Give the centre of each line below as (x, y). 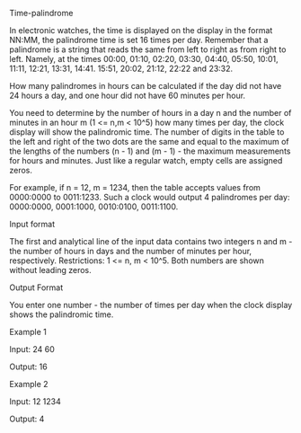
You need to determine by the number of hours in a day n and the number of (150, 113)
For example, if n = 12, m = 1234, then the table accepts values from (135, 187)
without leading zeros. (50, 270)
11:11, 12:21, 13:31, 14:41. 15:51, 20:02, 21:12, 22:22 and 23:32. (121, 68)
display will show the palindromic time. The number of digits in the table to (147, 132)
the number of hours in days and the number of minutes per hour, (131, 251)
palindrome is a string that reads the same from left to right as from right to (148, 49)
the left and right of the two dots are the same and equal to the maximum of (149, 141)
